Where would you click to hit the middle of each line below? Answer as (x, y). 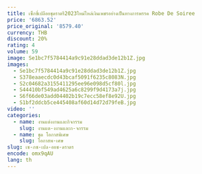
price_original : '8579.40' (46, 26)
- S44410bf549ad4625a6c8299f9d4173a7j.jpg (75, 90)
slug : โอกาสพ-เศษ (41, 141)
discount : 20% (27, 39)
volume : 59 (23, 52)
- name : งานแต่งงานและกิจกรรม (48, 122)
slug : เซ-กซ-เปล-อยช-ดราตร (40, 147)
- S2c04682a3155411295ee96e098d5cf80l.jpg (75, 84)
